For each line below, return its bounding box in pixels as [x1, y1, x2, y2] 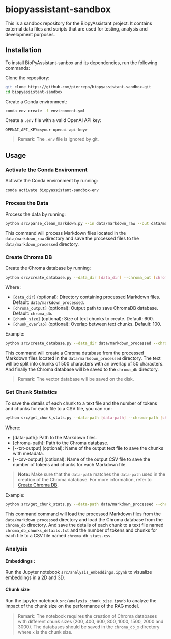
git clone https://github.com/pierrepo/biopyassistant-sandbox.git [5, 84, 152, 89]
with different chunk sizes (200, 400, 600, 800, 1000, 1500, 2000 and [17, 618, 164, 624]
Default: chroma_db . [12, 310, 52, 316]
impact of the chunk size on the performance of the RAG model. [5, 603, 139, 609]
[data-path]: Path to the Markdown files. [12, 435, 97, 441]
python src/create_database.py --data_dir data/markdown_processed [5, 341, 152, 346]
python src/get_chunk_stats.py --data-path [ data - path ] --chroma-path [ [5, 415, 163, 420]
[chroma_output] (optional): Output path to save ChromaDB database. [12, 305, 159, 311]
